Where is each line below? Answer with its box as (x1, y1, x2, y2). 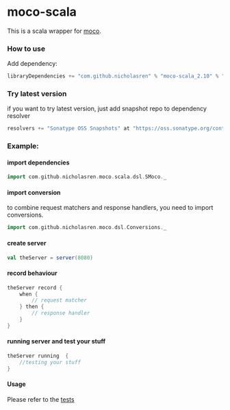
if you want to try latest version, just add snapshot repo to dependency (7, 104, 207, 113)
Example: (7, 141, 39, 151)
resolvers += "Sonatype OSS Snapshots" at (7, 125, 130, 132)
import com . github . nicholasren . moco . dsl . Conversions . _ (7, 224, 167, 231)
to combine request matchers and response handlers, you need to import (7, 204, 214, 212)
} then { (19, 303, 44, 311)
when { (19, 291, 38, 298)
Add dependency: (7, 60, 58, 68)
